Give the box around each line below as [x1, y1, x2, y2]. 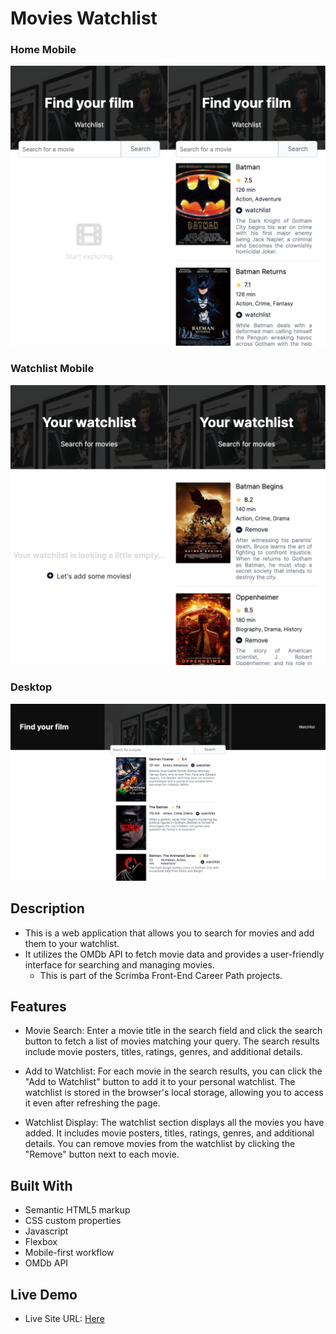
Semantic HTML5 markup [24, 1204, 131, 1216]
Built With [10, 1177, 73, 1194]
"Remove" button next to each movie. [24, 1148, 180, 1161]
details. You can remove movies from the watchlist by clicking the [24, 1138, 296, 1150]
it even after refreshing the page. [24, 1097, 161, 1109]
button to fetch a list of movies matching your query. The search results [24, 1035, 320, 1047]
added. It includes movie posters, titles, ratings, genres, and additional [24, 1127, 315, 1139]
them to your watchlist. [24, 937, 120, 949]
